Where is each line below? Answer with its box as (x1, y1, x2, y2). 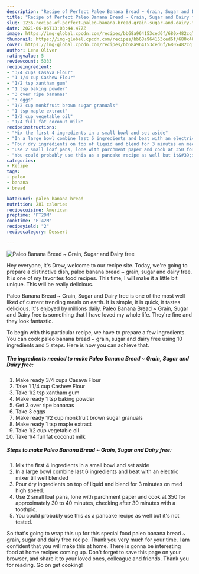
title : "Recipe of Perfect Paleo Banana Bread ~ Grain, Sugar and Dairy (6, 14, 190, 20)
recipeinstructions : (6, 125, 58, 130)
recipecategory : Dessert (6, 229, 68, 235)
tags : (6, 168, 20, 175)
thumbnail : (6, 36, 34, 42)
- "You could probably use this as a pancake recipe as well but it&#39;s (6, 152, 195, 158)
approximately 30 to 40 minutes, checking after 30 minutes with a (15, 499, 176, 506)
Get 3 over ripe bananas (15, 401, 74, 409)
